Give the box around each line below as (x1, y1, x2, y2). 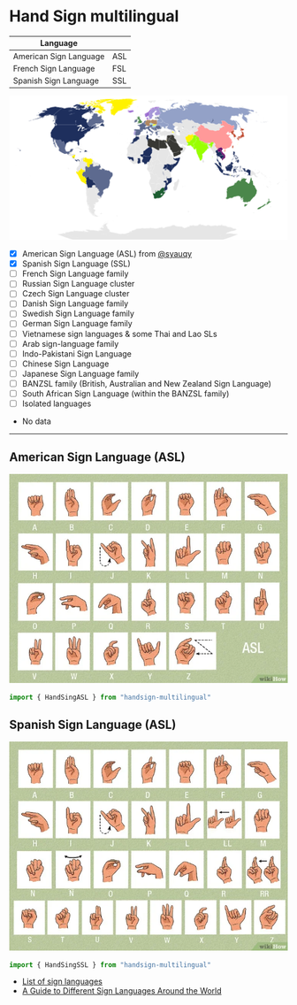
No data (21, 416, 51, 426)
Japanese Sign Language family (21, 368, 140, 379)
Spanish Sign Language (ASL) (9, 717, 177, 733)
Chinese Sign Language (21, 358, 110, 369)
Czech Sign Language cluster (21, 288, 130, 299)
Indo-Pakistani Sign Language (21, 348, 133, 359)
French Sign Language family (21, 268, 129, 280)
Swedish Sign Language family (21, 308, 135, 319)
